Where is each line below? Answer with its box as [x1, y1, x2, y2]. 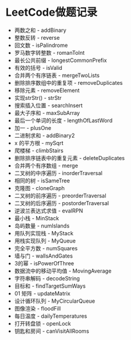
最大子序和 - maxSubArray [14, 109, 81, 116]
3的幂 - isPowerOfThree [14, 259, 75, 267]
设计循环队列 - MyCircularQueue [14, 297, 96, 304]
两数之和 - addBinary [14, 26, 67, 34]
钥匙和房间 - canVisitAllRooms [14, 327, 90, 335]
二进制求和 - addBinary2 [14, 132, 75, 139]
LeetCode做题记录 [5, 5, 97, 19]
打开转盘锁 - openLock [14, 320, 72, 327]
